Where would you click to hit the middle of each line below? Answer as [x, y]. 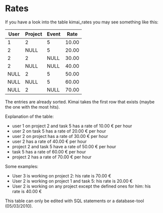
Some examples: [22, 166]
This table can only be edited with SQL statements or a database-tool [75, 201]
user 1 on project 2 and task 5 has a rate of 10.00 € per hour [72, 126]
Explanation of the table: [29, 116]
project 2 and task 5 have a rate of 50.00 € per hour [64, 146]
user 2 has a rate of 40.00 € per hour [49, 141]
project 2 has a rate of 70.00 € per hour [52, 157]
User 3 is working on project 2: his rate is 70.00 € [62, 175]
